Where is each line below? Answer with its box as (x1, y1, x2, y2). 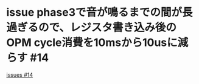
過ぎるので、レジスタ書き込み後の (6, 21, 176, 34)
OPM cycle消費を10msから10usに (6, 36, 178, 50)
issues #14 (6, 71, 33, 79)
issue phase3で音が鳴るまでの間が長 (6, 5, 193, 19)
